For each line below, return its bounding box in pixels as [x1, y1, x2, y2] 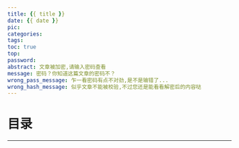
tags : [7, 37, 23, 44]
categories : [7, 30, 43, 38]
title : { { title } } [7, 10, 65, 18]
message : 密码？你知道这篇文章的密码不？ [7, 70, 116, 77]
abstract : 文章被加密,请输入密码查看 [7, 63, 107, 70]
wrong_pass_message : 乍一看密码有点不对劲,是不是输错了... [7, 76, 169, 84]
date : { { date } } [7, 17, 59, 24]
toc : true [7, 43, 37, 51]
